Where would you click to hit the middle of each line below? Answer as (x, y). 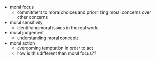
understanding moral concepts (48, 38)
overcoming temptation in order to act (55, 48)
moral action (22, 43)
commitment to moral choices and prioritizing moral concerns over (84, 12)
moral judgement (27, 33)
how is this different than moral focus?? (57, 53)
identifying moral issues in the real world (58, 28)
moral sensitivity (26, 22)
